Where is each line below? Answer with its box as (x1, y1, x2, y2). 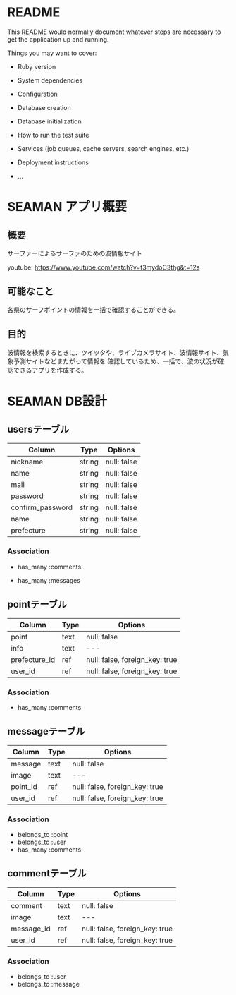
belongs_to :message (17, 980, 80, 989)
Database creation (17, 103, 72, 111)
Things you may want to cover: (7, 49, 97, 57)
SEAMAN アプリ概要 (7, 199, 128, 215)
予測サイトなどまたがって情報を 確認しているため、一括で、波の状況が (13, 357, 218, 366)
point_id (11, 781, 37, 791)
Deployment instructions (17, 158, 89, 167)
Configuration (17, 90, 58, 98)
